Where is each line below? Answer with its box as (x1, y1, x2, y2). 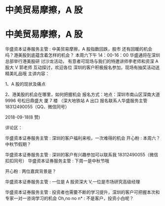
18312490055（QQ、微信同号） (5, 104, 70, 110)
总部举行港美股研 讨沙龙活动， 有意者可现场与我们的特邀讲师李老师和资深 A (5, 59, 159, 64)
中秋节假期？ (5, 141, 31, 147)
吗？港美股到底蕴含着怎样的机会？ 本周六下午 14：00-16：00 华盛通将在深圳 (5, 52, 160, 58)
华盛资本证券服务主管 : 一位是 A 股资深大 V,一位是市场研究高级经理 (5, 179, 140, 185)
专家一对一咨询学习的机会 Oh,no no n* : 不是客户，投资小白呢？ (5, 195, 134, 202)
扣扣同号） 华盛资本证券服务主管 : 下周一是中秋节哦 (5, 158, 109, 164)
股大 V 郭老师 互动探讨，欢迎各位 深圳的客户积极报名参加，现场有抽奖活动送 (5, 64, 160, 70)
